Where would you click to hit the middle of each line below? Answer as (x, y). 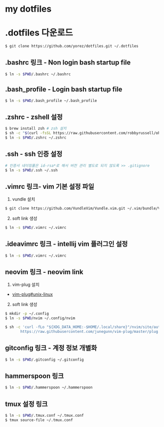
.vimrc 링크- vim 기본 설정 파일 (50, 186)
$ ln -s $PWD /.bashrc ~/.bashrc (38, 74)
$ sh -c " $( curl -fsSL (28, 133)
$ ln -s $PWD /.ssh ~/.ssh (31, 170)
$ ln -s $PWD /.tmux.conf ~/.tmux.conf (44, 416)
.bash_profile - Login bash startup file (64, 90)
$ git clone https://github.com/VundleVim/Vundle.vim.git (65, 208)
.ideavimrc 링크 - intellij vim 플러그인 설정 (66, 244)
